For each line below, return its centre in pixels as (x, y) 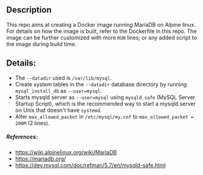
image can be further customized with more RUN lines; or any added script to (102, 37)
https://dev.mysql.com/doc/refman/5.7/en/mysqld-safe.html (90, 165)
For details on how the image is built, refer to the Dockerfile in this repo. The (101, 31)
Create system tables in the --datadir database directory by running (101, 84)
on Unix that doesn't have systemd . (58, 110)
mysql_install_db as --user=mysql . (58, 91)
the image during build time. (42, 44)
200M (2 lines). (32, 123)
